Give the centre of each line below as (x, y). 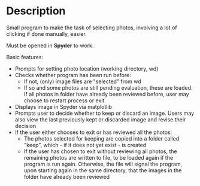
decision (25, 126)
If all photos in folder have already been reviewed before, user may (107, 94)
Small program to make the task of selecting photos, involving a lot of (92, 28)
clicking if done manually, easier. (46, 33)
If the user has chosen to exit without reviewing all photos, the (101, 151)
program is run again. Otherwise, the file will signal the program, (103, 164)
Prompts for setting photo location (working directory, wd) (87, 68)
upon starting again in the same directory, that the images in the (103, 170)
